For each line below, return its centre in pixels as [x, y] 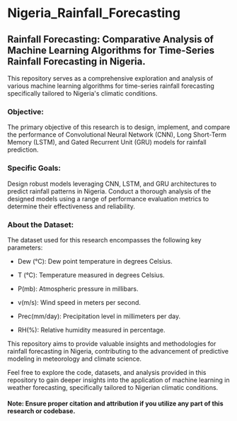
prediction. [23, 150]
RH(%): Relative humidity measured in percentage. [91, 330]
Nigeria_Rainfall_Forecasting [94, 13]
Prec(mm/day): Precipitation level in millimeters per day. [99, 316]
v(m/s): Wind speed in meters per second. [79, 302]
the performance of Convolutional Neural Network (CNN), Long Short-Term [117, 135]
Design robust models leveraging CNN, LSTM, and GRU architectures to [112, 184]
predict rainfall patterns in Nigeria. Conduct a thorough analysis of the [109, 191]
